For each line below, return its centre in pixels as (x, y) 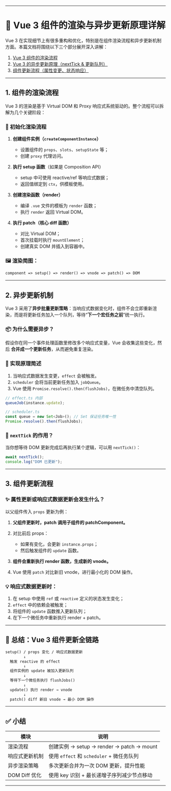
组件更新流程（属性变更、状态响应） (51, 70)
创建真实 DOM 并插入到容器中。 (54, 246)
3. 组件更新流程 (29, 484)
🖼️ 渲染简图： (22, 261)
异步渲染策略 (23, 766)
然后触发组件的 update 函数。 (51, 550)
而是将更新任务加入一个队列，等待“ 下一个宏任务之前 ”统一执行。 (81, 315)
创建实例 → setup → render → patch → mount (103, 747)
